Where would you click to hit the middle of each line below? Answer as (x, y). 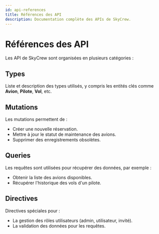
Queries (18, 156)
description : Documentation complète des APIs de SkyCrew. (68, 19)
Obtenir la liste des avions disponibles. (52, 177)
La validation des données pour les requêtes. (59, 226)
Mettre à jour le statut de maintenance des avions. (64, 134)
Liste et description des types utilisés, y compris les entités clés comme (79, 86)
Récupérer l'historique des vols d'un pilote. (57, 183)
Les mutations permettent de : (36, 119)
